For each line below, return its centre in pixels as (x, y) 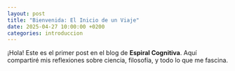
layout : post (26, 14)
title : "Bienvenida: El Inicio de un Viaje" (73, 20)
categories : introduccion (45, 33)
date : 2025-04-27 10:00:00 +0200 (56, 26)
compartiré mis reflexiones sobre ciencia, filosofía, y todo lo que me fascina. (118, 61)
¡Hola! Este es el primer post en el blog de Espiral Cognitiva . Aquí (102, 53)
